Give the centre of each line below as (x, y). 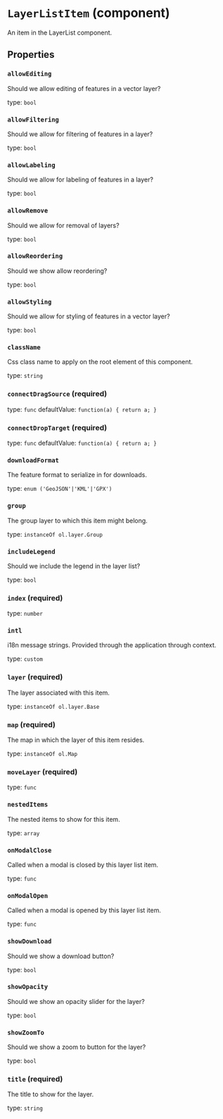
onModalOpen (28, 896)
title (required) (35, 1079)
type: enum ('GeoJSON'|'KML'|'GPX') (60, 489)
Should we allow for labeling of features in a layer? (80, 180)
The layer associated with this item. (59, 693)
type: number (25, 614)
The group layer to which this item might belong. (77, 520)
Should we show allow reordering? (57, 270)
